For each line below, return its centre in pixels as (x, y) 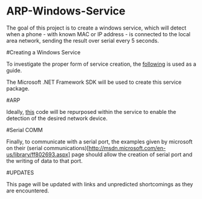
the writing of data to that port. (44, 160)
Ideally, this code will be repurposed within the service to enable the (91, 112)
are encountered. (28, 191)
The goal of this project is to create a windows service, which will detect (96, 28)
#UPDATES (20, 172)
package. (18, 88)
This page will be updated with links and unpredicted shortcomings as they (100, 184)
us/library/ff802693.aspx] (38, 154)
